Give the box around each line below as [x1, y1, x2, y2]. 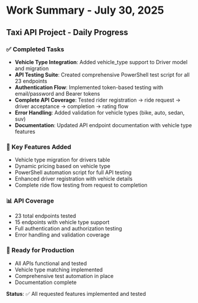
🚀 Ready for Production [6, 246, 75, 254]
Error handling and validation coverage [14, 231, 110, 238]
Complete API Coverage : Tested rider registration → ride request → [14, 96, 181, 103]
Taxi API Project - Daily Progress [6, 27, 129, 37]
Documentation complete [14, 279, 77, 286]
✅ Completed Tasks [6, 45, 65, 53]
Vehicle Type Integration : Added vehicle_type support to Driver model [14, 58, 188, 65]
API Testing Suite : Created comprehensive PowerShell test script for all [14, 71, 190, 78]
